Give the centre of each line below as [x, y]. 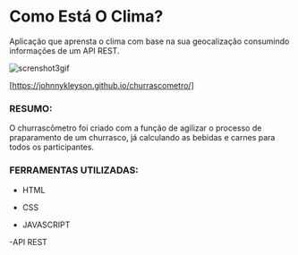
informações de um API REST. [64, 50]
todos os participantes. [52, 147]
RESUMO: [31, 108]
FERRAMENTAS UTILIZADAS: [74, 170]
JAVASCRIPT [46, 225]
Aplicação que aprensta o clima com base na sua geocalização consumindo [149, 41]
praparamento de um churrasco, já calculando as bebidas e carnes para [142, 138]
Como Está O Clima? [86, 17]
